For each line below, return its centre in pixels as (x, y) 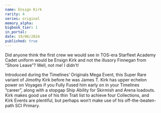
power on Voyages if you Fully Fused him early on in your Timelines (72, 85)
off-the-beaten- (140, 100)
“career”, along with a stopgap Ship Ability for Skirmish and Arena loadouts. (80, 90)
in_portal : (16, 32)
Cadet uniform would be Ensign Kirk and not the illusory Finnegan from (76, 60)
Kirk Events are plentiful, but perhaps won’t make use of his (65, 100)
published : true (21, 41)
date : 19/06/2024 (22, 37)
